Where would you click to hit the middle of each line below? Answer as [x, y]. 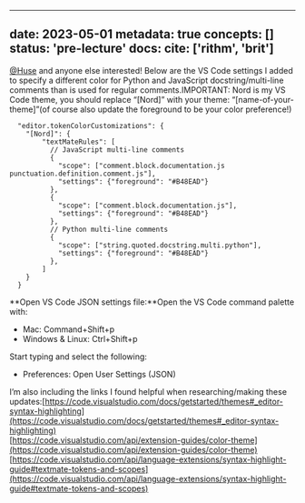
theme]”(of [30, 109]
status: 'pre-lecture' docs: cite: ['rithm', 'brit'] [142, 49]
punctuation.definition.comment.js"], [83, 174]
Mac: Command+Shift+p [69, 329]
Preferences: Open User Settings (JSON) [99, 374]
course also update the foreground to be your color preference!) [172, 109]
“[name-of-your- [263, 99]
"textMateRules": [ [79, 142]
